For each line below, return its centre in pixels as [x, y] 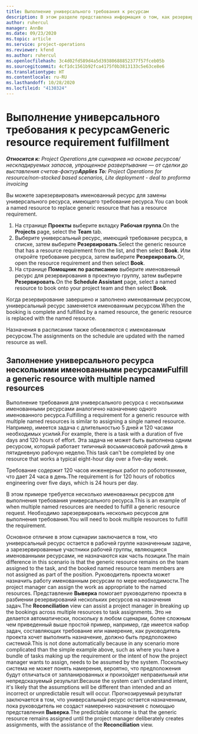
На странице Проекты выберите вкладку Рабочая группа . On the [97, 225]
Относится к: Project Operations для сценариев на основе [80, 158]
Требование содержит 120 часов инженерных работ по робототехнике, [96, 470]
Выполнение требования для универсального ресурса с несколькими [95, 402]
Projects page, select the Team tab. [58, 232]
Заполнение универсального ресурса [80, 361]
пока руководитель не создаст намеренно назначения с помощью [90, 706]
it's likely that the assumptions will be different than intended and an [89, 687]
